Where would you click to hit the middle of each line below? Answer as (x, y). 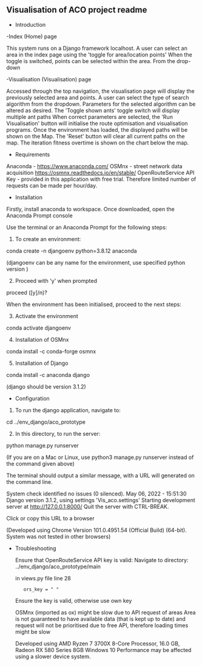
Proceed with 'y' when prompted (56, 280)
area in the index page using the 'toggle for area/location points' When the (99, 55)
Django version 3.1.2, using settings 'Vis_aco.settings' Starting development (101, 500)
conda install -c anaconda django (48, 375)
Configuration (32, 398)
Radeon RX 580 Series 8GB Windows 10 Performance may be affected (103, 650)
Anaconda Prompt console (39, 216)
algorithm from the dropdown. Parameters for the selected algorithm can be (101, 104)
